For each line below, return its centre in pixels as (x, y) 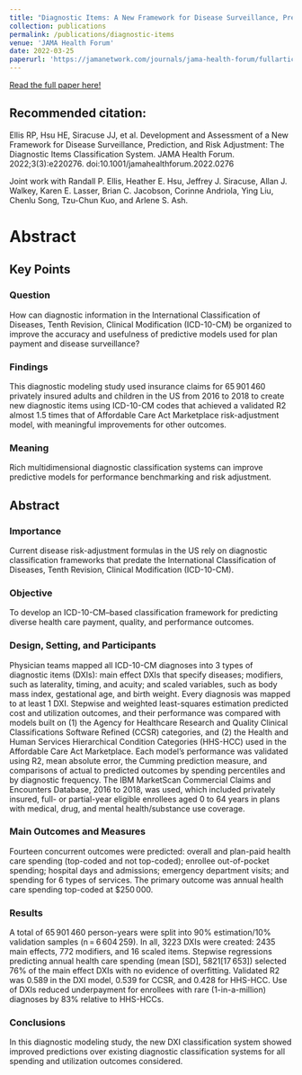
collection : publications (58, 26)
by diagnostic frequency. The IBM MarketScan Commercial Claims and (140, 780)
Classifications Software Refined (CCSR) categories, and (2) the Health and (149, 732)
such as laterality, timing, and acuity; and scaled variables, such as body (143, 684)
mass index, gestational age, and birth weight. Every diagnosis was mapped (150, 694)
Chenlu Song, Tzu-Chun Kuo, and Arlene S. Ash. (99, 200)
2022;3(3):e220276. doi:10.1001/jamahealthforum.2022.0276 (122, 164)
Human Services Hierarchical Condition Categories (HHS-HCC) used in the (148, 741)
